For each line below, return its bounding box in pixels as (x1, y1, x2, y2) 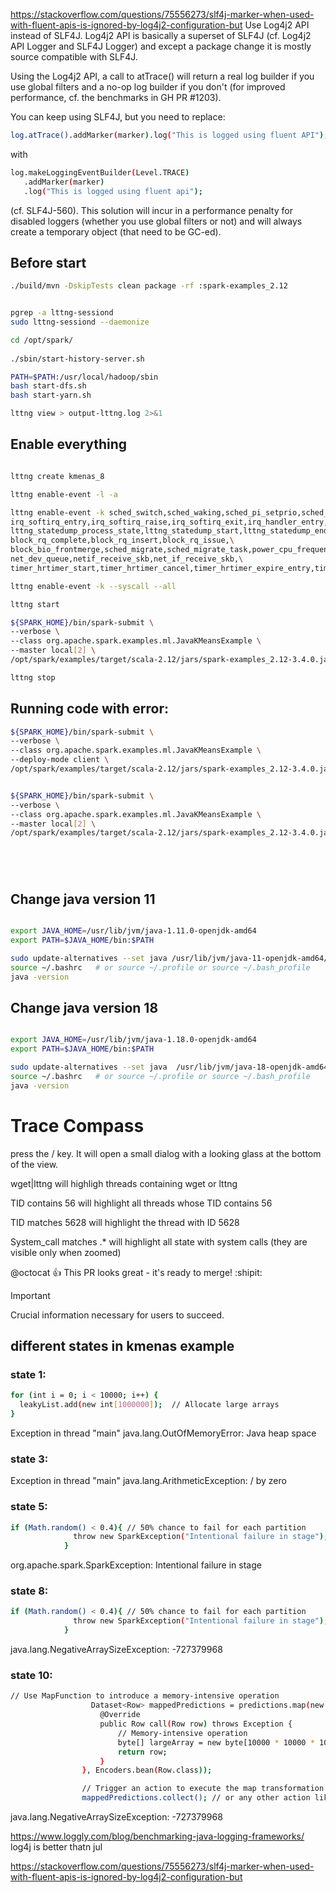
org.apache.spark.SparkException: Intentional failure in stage (10, 1559, 262, 1571)
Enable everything (10, 436, 128, 453)
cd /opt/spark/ (10, 335, 74, 345)
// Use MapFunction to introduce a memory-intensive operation (10, 1691, 280, 1701)
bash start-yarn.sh (10, 390, 92, 401)
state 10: (10, 1669, 53, 1682)
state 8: (10, 1584, 49, 1598)
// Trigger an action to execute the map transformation (81, 1784, 325, 1794)
